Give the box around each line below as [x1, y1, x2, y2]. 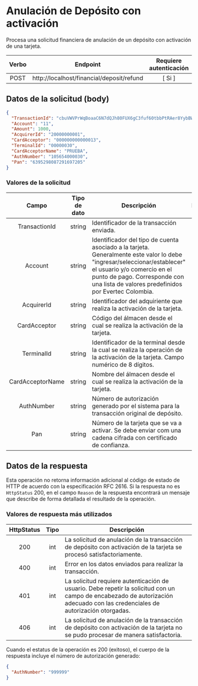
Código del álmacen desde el [92, 314, 173, 322]
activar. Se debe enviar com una [92, 426, 181, 434]
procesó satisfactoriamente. [64, 550, 143, 558]
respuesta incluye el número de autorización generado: [6, 652, 140, 659]
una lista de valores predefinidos [92, 279, 183, 288]
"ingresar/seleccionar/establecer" [92, 258, 186, 266]
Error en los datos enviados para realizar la [64, 560, 184, 568]
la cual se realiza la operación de [92, 346, 183, 354]
